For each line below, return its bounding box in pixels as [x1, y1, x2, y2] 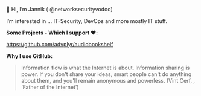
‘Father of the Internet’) [21, 83, 79, 91]
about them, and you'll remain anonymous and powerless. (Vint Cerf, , [21, 77, 195, 84]
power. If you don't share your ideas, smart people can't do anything [21, 71, 192, 78]
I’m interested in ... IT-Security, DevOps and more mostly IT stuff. [6, 18, 168, 24]
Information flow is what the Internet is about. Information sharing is [21, 64, 190, 71]
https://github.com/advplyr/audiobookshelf [6, 41, 113, 48]
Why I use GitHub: [6, 53, 53, 60]
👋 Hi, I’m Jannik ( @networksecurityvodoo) [6, 6, 113, 13]
